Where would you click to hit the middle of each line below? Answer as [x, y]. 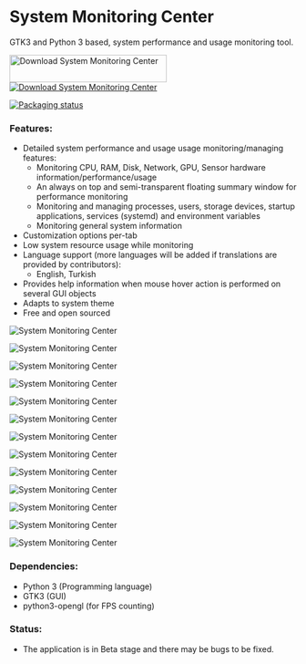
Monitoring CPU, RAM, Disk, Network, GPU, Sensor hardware [151, 168]
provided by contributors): [71, 265]
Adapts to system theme [68, 304]
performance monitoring [82, 197]
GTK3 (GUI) [44, 596]
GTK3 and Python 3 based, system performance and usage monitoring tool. [152, 42]
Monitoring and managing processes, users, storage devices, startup [166, 206]
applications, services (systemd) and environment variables [148, 216]
